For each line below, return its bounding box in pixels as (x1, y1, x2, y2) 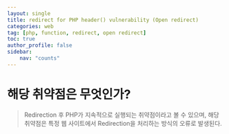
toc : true (7, 36, 36, 43)
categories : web (7, 23, 54, 30)
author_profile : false (7, 42, 72, 49)
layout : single (7, 10, 51, 17)
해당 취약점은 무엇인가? (7, 87, 131, 102)
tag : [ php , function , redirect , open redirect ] (7, 29, 147, 36)
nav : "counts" (19, 55, 60, 62)
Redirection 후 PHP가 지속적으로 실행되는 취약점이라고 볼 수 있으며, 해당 (23, 111, 219, 119)
